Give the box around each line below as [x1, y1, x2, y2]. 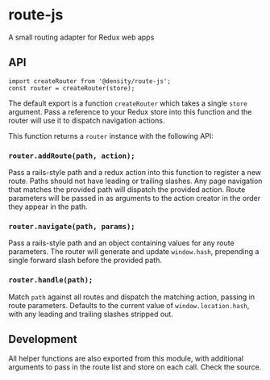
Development [8, 332, 78, 346]
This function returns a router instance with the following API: [8, 131, 214, 140]
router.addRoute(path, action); [8, 151, 135, 161]
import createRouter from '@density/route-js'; [8, 77, 172, 86]
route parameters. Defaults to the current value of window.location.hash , [8, 300, 250, 310]
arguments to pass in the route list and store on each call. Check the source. [8, 362, 262, 372]
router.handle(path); [8, 276, 93, 285]
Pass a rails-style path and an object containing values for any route [8, 238, 235, 248]
